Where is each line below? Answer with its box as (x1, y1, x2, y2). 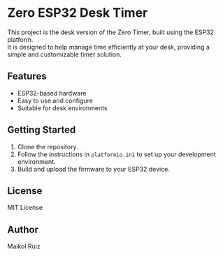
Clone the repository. (17, 142, 78, 151)
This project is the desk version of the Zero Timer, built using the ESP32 (7, 28, 215, 36)
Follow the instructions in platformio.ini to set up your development (17, 150, 217, 158)
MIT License (7, 204, 43, 212)
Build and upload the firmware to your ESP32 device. (17, 165, 170, 173)
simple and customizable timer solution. (7, 50, 122, 59)
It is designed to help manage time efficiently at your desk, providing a (7, 43, 210, 51)
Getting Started (7, 124, 76, 136)
